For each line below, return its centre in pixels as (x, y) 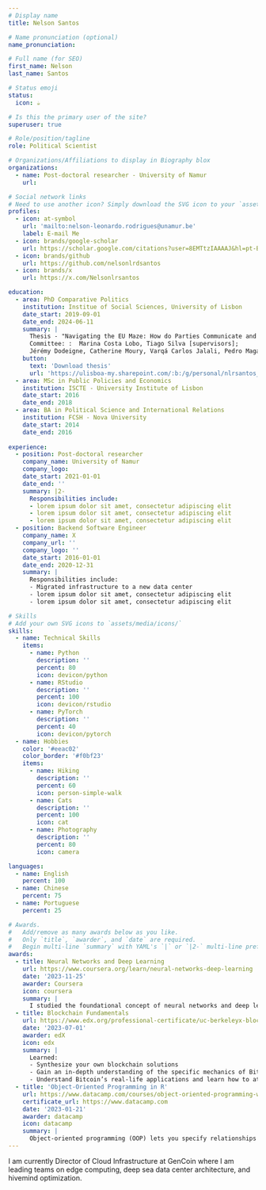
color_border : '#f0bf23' (63, 756)
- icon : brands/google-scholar (67, 241)
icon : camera (58, 852)
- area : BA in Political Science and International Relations (120, 410)
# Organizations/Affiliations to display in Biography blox (110, 161)
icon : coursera (47, 991)
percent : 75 (42, 896)
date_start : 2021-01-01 (62, 476)
